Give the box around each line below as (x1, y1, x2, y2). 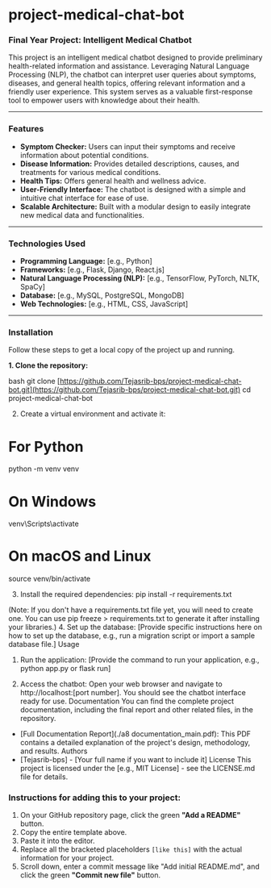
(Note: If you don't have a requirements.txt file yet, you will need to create (8, 605, 254, 615)
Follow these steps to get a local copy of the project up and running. (8, 345, 236, 355)
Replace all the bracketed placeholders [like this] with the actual (19, 844, 243, 854)
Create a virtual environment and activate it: (19, 409, 166, 419)
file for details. (19, 772, 69, 782)
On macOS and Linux (8, 547, 152, 565)
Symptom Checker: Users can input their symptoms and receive (19, 141, 236, 151)
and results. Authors (19, 746, 88, 756)
